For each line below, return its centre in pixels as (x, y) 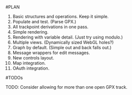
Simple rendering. (30, 32)
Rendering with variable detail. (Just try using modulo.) (68, 37)
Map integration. (29, 63)
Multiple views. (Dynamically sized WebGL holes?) (63, 42)
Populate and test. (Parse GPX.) (44, 22)
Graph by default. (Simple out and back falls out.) (62, 47)
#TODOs (14, 78)
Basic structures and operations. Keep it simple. (61, 16)
